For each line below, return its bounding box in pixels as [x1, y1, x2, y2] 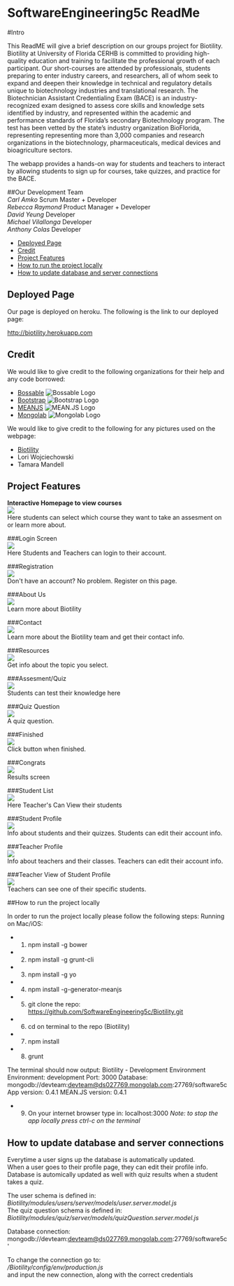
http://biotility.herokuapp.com [7, 328, 93, 337]
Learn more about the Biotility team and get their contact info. [7, 632, 185, 642]
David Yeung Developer [7, 210, 75, 219]
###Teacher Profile [7, 843, 63, 851]
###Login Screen [7, 534, 57, 543]
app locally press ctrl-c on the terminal [27, 1116, 141, 1125]
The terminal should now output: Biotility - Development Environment [7, 1066, 206, 1074]
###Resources [7, 647, 50, 655]
